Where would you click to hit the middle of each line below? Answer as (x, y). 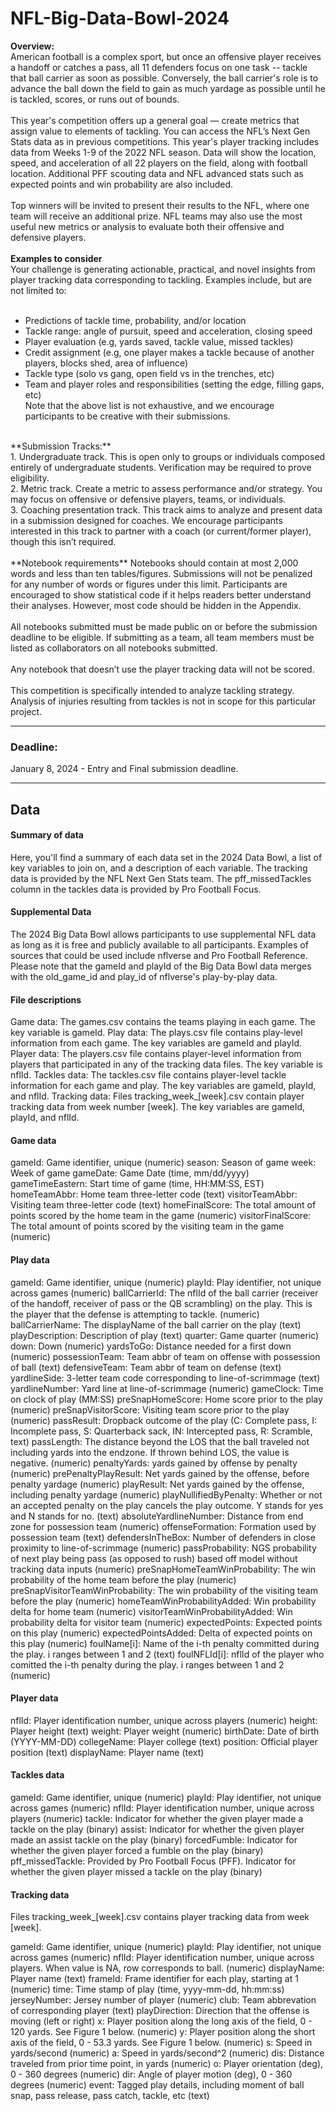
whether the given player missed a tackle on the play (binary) (136, 1872)
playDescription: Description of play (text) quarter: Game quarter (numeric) (165, 1335)
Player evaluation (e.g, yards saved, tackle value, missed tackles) (159, 341)
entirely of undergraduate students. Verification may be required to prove (161, 467)
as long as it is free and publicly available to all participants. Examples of (159, 945)
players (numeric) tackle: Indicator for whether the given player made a (157, 1819)
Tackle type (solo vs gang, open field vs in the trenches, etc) (149, 373)
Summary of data (47, 835)
